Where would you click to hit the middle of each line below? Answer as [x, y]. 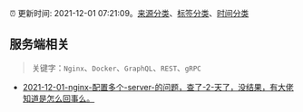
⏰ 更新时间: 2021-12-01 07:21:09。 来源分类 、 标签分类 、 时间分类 [129, 13]
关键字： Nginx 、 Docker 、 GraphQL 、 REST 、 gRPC [116, 68]
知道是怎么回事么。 [59, 98]
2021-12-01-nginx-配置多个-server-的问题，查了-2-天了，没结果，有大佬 [158, 87]
